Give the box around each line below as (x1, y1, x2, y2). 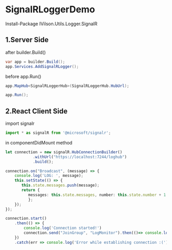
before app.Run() (5, 73, 41, 79)
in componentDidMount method (5, 139, 73, 146)
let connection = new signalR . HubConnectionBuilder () (5, 149, 123, 155)
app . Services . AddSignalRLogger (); (5, 64, 79, 69)
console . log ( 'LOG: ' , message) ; (14, 173, 83, 178)
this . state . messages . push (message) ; (21, 183, 100, 188)
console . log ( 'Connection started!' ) (24, 225, 102, 231)
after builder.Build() (5, 49, 46, 55)
